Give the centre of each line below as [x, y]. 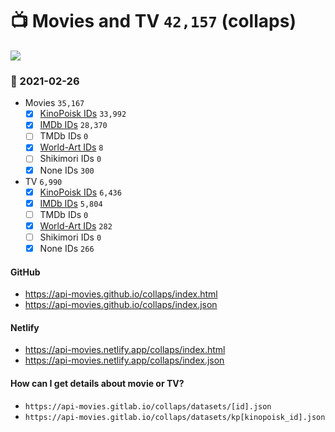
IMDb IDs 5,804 [71, 203]
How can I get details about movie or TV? [97, 383]
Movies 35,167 [54, 103]
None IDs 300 [67, 170]
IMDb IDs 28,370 [73, 125]
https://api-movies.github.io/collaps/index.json [121, 305]
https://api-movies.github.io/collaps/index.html [121, 294]
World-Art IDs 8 [71, 147]
